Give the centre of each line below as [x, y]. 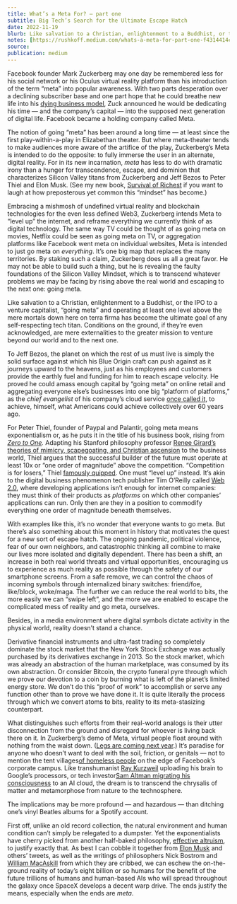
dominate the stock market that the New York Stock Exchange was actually [116, 649]
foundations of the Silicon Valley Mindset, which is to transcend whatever [114, 274]
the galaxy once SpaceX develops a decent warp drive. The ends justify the [117, 886]
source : [19, 47]
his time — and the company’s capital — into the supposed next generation [116, 111]
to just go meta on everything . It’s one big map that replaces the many [109, 251]
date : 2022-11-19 [33, 27]
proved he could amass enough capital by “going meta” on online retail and [116, 383]
